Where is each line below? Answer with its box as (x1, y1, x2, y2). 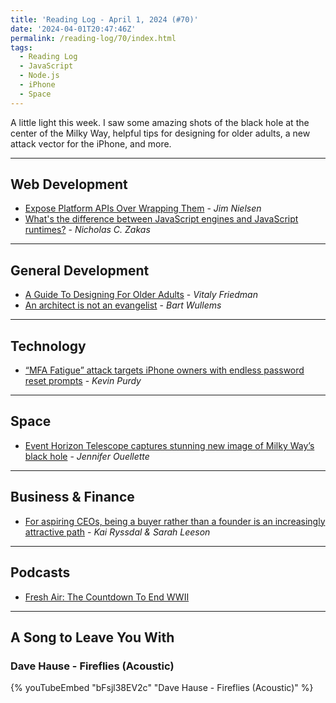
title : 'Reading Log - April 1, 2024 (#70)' (10, 14, 199, 25)
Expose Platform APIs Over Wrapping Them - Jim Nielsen (24, 202, 262, 215)
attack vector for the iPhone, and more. (10, 137, 172, 150)
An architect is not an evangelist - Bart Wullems (24, 299, 222, 311)
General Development (10, 262, 150, 279)
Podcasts (10, 564, 71, 581)
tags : (10, 42, 33, 53)
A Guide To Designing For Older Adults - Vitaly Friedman (24, 289, 258, 301)
